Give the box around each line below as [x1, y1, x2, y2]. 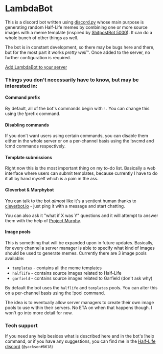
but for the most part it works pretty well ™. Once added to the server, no [5, 49, 150, 55]
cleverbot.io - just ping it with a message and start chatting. [5, 203, 125, 209]
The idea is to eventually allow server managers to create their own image [5, 299, 154, 305]
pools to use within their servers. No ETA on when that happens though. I [5, 305, 153, 310]
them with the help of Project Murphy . [5, 217, 82, 223]
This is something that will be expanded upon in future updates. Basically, [5, 239, 154, 245]
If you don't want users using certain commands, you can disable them [5, 133, 148, 139]
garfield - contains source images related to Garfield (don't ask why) [12, 275, 153, 281]
